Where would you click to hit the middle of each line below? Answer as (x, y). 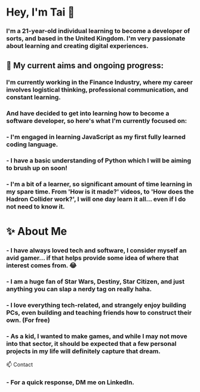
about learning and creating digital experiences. (77, 46)
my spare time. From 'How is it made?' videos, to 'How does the (100, 192)
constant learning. (33, 97)
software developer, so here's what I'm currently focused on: (97, 121)
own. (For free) (28, 320)
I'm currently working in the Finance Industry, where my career (99, 82)
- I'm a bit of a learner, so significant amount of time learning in (99, 184)
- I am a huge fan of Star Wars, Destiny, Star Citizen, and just (96, 282)
